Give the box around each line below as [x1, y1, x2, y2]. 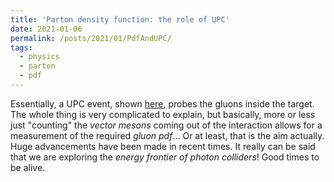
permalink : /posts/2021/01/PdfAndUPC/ [10, 33, 172, 43]
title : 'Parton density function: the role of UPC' [10, 14, 230, 25]
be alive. [10, 161, 46, 173]
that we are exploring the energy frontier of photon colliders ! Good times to [10, 151, 320, 163]
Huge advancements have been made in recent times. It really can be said [10, 140, 316, 152]
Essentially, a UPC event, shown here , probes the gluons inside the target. [10, 97, 315, 110]
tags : [10, 42, 33, 53]
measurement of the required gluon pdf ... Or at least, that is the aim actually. [10, 129, 325, 141]
